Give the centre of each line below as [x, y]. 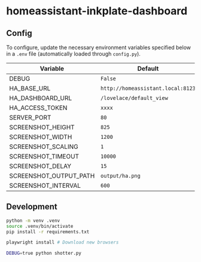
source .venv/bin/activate [40, 226]
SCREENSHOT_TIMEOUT [44, 156]
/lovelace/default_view [135, 98]
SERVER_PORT [30, 118]
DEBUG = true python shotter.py [44, 253]
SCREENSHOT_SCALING [44, 147]
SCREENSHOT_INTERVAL [45, 185]
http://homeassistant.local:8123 [148, 88]
